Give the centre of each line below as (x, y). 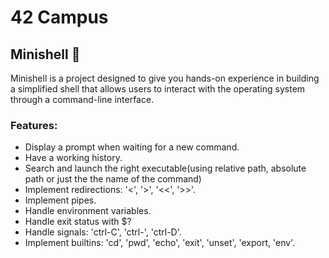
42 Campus (59, 17)
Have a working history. (73, 158)
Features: (34, 125)
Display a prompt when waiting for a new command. (132, 147)
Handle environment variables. (88, 211)
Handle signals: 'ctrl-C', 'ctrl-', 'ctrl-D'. (103, 232)
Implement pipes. (60, 200)
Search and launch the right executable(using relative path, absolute (165, 168)
